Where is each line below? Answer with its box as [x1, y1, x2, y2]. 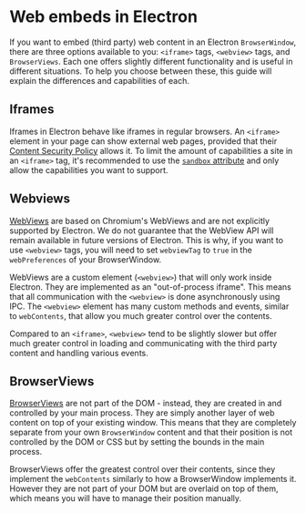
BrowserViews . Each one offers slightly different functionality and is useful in [9, 56, 293, 67]
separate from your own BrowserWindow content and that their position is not [9, 426, 293, 438]
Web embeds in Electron [9, 6, 199, 27]
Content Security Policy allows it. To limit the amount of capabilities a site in [9, 145, 293, 156]
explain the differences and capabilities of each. [9, 75, 189, 86]
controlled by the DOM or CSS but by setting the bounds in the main [9, 436, 265, 447]
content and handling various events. [9, 347, 148, 358]
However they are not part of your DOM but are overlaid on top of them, [9, 483, 279, 494]
